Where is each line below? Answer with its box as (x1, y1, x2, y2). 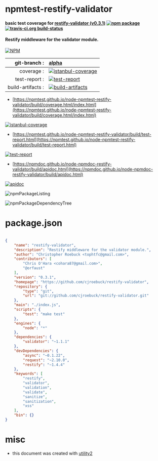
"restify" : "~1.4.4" (23, 362, 65, 367)
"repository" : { (14, 284, 48, 289)
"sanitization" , (23, 399, 56, 404)
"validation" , (23, 385, 52, 390)
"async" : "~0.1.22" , (23, 353, 65, 358)
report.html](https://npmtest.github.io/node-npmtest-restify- (12, 136, 136, 142)
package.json (5, 217, 63, 229)
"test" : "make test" (23, 311, 65, 317)
